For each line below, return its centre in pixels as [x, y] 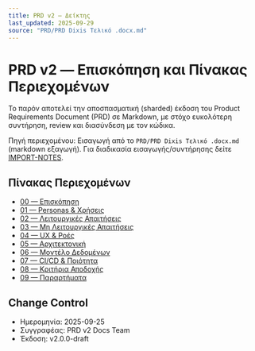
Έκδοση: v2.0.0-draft [54, 338]
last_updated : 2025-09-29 [51, 23]
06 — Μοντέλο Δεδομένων [65, 253]
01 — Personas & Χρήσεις [62, 210]
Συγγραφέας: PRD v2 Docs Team [75, 330]
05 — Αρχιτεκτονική [53, 244]
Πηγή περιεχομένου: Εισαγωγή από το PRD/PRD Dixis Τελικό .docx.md [124, 141]
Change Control [48, 303]
